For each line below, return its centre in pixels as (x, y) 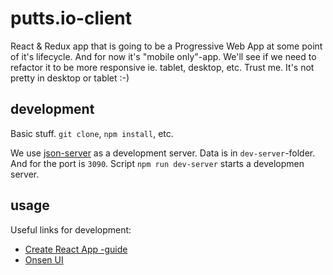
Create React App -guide (76, 249)
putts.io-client (71, 18)
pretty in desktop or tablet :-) (70, 78)
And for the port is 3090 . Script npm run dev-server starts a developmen (157, 163)
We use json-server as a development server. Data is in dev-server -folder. (163, 153)
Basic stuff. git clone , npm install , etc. (92, 133)
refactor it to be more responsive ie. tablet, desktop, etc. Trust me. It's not (162, 67)
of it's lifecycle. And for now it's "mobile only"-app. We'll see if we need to (163, 56)
